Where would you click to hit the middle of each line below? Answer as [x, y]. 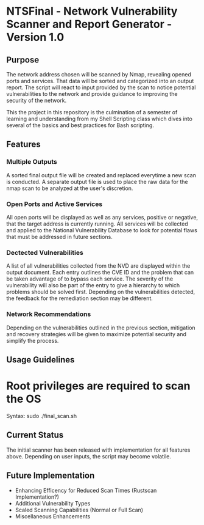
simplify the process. [33, 340]
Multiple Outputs [32, 162]
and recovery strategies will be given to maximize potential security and [97, 334]
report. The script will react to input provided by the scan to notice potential [101, 87]
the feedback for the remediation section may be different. [80, 298]
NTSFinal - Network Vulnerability [92, 11]
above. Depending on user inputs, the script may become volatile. [89, 456]
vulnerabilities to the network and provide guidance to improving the [92, 94]
